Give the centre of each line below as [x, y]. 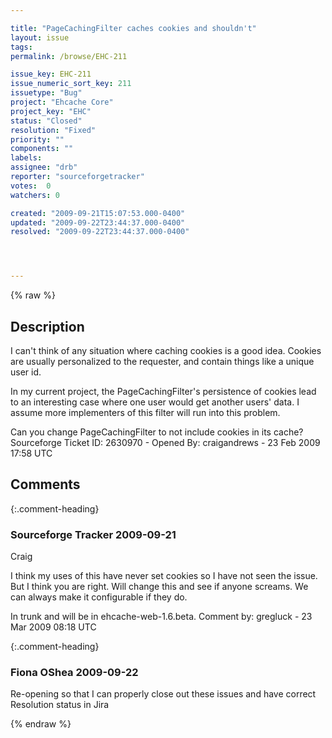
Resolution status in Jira [60, 705]
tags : [21, 47]
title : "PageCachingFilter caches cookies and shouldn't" [133, 28]
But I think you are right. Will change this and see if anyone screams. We [159, 587]
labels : [26, 158]
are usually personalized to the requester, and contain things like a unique [162, 361]
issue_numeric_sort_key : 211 [71, 84]
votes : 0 [31, 186]
